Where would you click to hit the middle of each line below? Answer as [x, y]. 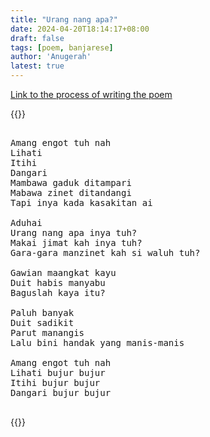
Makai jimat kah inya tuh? [76, 242]
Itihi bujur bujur [55, 382]
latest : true [37, 66]
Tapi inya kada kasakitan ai [81, 202]
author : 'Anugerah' [51, 57]
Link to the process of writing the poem [91, 94]
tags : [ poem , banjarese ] [62, 47]
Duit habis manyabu [58, 282]
